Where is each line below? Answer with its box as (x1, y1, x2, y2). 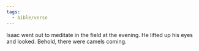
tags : (6, 8, 20, 15)
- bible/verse (12, 15, 48, 21)
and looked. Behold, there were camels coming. (6, 38, 127, 45)
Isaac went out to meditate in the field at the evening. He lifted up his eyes (6, 31, 193, 38)
